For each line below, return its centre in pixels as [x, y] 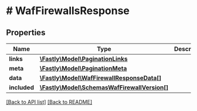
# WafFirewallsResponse [68, 11]
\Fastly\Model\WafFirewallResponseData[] [101, 78]
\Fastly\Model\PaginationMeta [83, 68]
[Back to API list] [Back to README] [49, 102]
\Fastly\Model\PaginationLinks [84, 59]
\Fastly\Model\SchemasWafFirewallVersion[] [104, 88]
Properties [26, 33]
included [21, 88]
